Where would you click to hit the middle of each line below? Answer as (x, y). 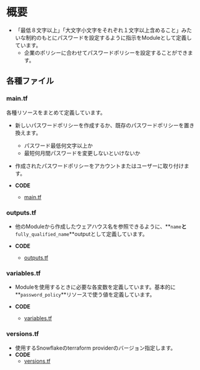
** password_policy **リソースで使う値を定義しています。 (85, 295)
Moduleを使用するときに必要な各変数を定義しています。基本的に (95, 287)
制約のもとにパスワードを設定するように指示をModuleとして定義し (109, 37)
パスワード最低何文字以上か (58, 146)
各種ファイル (30, 81)
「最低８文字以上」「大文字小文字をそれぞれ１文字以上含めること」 (98, 30)
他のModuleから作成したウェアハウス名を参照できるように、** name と (101, 226)
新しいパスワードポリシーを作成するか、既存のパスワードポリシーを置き (105, 125)
